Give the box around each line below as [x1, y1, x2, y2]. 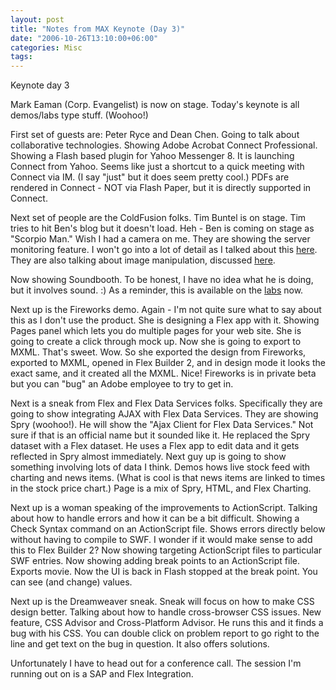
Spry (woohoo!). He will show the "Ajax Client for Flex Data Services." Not [10, 419, 314, 431]
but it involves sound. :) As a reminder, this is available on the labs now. [10, 284, 304, 296]
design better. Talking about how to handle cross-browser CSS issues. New [10, 606, 322, 618]
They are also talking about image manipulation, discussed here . [10, 254, 276, 266]
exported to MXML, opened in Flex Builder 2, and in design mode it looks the [10, 357, 326, 369]
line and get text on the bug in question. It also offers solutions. [10, 638, 270, 650]
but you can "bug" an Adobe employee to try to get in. [10, 378, 234, 390]
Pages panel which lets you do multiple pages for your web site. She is [10, 325, 302, 337]
